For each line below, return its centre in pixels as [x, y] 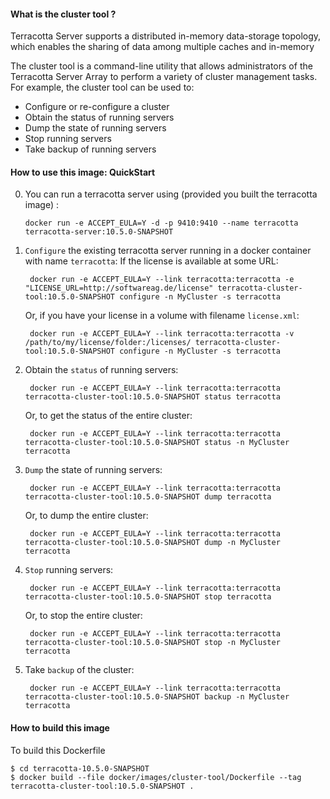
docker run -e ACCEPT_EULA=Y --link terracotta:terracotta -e [162, 280]
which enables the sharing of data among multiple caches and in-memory [162, 47]
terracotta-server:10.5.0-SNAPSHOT [99, 232]
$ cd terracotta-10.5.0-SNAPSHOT [80, 768]
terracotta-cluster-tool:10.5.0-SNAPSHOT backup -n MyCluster [157, 697]
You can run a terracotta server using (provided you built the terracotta [171, 194]
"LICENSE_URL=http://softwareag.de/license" [119, 288]
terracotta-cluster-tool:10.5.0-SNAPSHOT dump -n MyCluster [152, 543]
